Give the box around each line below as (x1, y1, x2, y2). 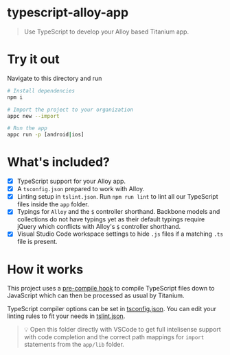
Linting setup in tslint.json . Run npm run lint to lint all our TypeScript (16, 193, 218, 201)
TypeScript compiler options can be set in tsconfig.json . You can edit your (7, 305, 217, 313)
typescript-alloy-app (7, 5, 129, 21)
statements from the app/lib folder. (23, 341, 125, 349)
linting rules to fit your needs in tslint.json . (7, 312, 126, 320)
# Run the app (7, 125, 48, 132)
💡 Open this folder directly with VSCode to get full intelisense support (23, 326, 221, 334)
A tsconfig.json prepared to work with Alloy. (16, 185, 145, 193)
